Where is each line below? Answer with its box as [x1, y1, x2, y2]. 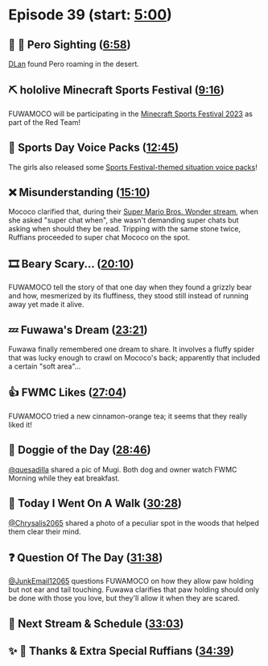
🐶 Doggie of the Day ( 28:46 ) [8, 443, 151, 457]
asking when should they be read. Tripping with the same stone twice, [8, 224, 241, 234]
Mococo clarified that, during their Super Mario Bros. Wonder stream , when [8, 207, 259, 217]
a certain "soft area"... [8, 361, 81, 372]
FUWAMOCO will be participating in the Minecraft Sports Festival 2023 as [8, 109, 254, 119]
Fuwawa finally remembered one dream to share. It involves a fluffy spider [8, 344, 255, 354]
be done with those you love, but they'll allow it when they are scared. [8, 593, 240, 603]
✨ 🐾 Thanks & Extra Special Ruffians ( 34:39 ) [8, 644, 235, 658]
